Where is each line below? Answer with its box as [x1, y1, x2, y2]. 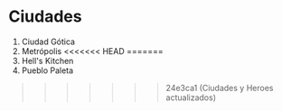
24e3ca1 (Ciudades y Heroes [165, 82, 274, 93]
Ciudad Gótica [21, 36, 76, 47]
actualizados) [165, 92, 216, 103]
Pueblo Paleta [21, 65, 74, 76]
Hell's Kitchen [21, 55, 74, 66]
